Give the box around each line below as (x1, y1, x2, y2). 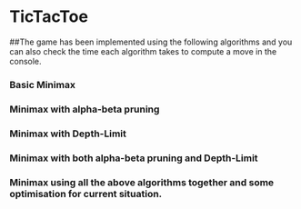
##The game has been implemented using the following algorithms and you (9, 36, 293, 47)
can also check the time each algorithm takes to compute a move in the (9, 45, 277, 56)
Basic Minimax (9, 78, 75, 91)
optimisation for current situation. (9, 187, 163, 200)
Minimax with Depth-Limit (9, 127, 127, 140)
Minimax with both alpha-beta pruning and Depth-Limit (9, 152, 258, 164)
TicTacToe (9, 6, 89, 27)
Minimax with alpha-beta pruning (9, 103, 160, 115)
